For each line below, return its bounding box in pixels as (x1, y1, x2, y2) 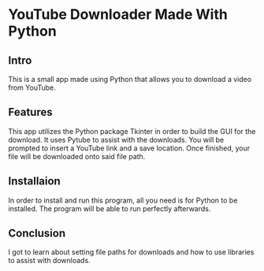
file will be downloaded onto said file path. (8, 151, 146, 161)
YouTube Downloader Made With (8, 6, 229, 24)
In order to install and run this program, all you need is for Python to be (8, 195, 238, 205)
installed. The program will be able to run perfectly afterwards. (8, 203, 211, 213)
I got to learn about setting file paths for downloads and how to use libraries (8, 247, 255, 257)
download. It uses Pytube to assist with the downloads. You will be (8, 135, 225, 144)
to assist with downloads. (8, 256, 91, 265)
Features (8, 106, 53, 119)
